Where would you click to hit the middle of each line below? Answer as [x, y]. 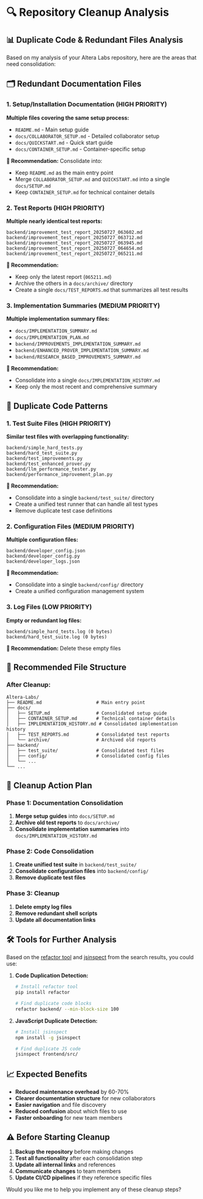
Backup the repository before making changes [74, 1151]
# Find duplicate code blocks [53, 1004]
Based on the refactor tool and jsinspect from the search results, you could [100, 957]
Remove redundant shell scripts [56, 913]
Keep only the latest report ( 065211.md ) [63, 276]
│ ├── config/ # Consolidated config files [88, 756]
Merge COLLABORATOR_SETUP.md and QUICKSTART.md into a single [92, 179]
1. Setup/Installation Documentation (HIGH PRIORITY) [87, 104]
